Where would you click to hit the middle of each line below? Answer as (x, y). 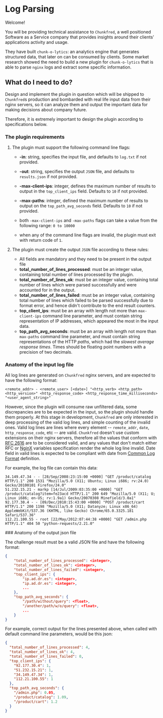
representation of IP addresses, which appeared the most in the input (89, 321)
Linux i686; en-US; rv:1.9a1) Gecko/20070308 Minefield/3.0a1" (71, 498)
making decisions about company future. (46, 109)
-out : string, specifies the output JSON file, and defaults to (77, 172)
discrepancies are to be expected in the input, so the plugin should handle (79, 412)
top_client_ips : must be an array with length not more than (78, 311)
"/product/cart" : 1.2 (36, 701)
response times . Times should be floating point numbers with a (82, 347)
